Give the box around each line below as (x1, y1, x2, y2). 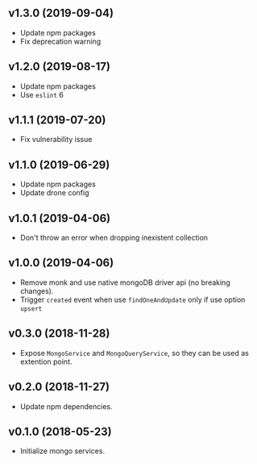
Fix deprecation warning (19, 36, 102, 46)
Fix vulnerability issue (19, 135, 93, 144)
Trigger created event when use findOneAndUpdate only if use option (19, 295, 246, 304)
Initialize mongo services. (19, 446, 106, 456)
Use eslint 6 (19, 90, 64, 99)
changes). (19, 286, 54, 295)
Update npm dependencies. (19, 401, 113, 411)
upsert (19, 304, 43, 313)
